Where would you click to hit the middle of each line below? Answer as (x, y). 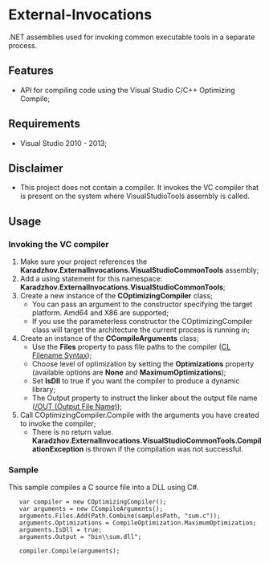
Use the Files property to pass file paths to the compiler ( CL (131, 347)
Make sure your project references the (84, 261)
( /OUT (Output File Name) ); (77, 407)
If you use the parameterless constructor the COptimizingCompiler (142, 322)
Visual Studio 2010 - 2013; (63, 143)
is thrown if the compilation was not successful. (164, 449)
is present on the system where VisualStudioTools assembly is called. (135, 196)
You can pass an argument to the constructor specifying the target (142, 304)
